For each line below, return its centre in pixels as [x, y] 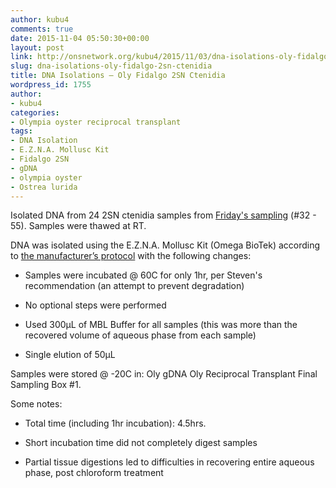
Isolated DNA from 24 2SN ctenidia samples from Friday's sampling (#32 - [163, 215]
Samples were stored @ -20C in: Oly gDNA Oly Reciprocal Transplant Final [164, 374]
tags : [21, 131]
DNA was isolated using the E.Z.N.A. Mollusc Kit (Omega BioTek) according [165, 245]
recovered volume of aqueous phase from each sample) [140, 335]
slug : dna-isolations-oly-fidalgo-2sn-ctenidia [111, 66]
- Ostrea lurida [44, 187]
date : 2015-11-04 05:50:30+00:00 [80, 38]
